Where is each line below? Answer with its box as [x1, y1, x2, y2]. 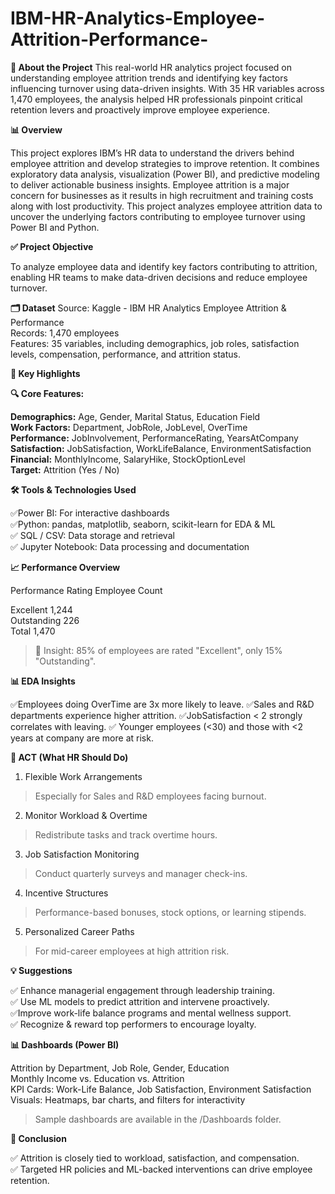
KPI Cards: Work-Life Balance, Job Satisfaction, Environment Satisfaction [10, 1083, 312, 1095]
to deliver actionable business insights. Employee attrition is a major [10, 178, 290, 191]
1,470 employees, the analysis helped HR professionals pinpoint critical [10, 93, 303, 105]
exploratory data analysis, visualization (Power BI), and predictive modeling [10, 168, 320, 180]
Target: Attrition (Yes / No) [10, 463, 120, 476]
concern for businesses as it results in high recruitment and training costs [10, 189, 314, 201]
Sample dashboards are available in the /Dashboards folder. [34, 1113, 282, 1125]
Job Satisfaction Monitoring [24, 848, 140, 860]
